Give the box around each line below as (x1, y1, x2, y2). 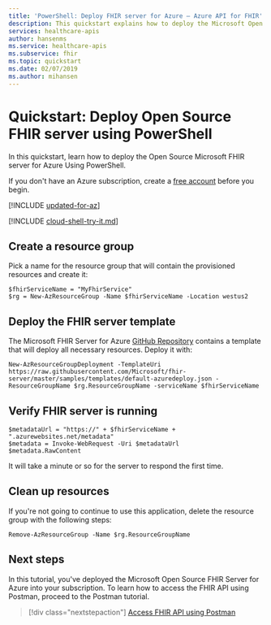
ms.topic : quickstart (8, 58, 82, 66)
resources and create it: (8, 270, 88, 280)
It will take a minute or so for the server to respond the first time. (8, 461, 224, 471)
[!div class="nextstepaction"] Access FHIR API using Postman (28, 607, 236, 617)
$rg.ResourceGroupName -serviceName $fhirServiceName (73, 382, 260, 390)
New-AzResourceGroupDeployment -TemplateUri (8, 361, 161, 369)
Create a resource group (8, 239, 135, 253)
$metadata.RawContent (8, 447, 82, 455)
